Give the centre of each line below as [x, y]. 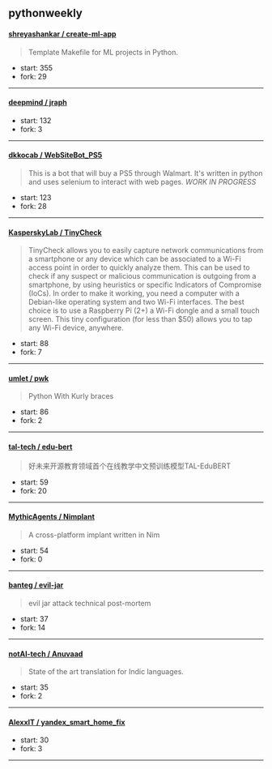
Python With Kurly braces [71, 396]
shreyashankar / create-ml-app [62, 34]
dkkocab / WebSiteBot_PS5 [55, 155]
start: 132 [36, 120]
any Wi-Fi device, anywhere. [76, 328]
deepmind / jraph [38, 103]
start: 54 [34, 550]
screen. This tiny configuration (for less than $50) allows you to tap [140, 319]
